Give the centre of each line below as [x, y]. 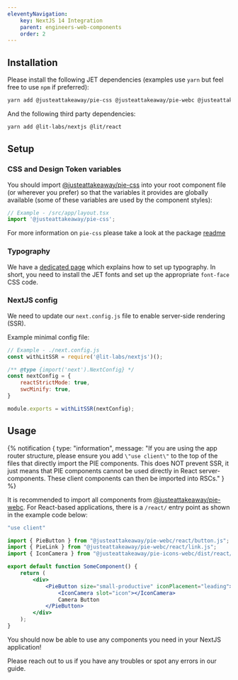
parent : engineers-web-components [71, 27]
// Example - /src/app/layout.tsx [58, 213]
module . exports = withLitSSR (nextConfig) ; [71, 409]
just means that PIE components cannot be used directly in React [102, 470]
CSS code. [23, 282]
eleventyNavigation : [38, 14]
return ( [33, 573]
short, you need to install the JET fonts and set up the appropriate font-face [119, 274]
